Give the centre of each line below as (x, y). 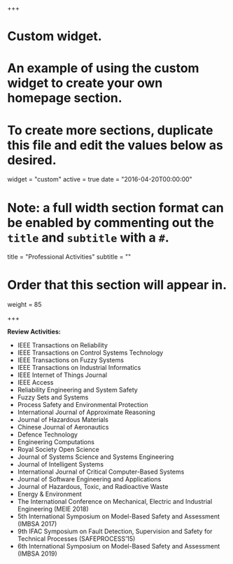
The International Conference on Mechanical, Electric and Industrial (115, 502)
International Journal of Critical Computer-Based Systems (101, 472)
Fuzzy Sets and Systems (53, 397)
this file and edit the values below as (115, 145)
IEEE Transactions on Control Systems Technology (90, 353)
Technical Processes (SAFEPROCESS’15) (76, 539)
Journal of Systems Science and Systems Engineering (96, 457)
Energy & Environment (49, 494)
